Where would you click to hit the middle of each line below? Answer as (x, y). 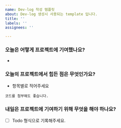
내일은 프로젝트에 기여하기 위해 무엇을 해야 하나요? (60, 109)
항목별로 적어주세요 (30, 86)
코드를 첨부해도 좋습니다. (27, 96)
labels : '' (16, 23)
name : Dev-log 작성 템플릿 (30, 9)
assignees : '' (20, 28)
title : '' (15, 18)
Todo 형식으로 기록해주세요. (39, 121)
